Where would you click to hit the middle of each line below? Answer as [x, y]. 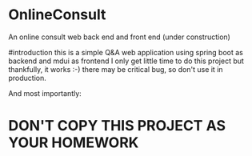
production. [27, 78]
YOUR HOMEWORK [74, 143]
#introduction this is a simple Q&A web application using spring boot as [126, 52]
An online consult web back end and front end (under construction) [119, 37]
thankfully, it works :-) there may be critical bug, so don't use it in [116, 69]
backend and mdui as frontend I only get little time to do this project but [126, 61]
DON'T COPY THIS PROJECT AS [117, 126]
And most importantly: [45, 93]
